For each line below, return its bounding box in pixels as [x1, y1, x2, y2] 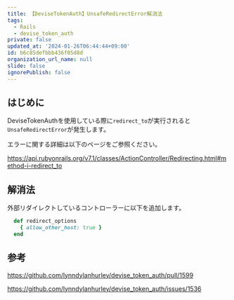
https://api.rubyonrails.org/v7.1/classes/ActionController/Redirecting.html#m [7, 154, 227, 163]
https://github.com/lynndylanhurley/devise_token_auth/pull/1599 [7, 271, 194, 279]
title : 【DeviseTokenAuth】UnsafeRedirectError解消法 [7, 10, 163, 18]
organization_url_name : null [7, 56, 93, 63]
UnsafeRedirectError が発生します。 [7, 125, 110, 134]
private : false [7, 36, 52, 43]
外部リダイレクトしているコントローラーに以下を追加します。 [7, 204, 186, 212]
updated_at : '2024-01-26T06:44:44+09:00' [7, 43, 131, 50]
